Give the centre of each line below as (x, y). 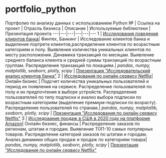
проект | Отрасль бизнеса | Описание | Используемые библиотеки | (78, 28)
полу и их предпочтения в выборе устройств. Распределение (71, 92)
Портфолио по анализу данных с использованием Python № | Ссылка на (83, 23)
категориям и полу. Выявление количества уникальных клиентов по (78, 49)
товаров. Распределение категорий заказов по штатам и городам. (76, 134)
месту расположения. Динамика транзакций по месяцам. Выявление (80, 55)
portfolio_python (41, 9)
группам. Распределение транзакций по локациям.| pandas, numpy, (78, 65)
